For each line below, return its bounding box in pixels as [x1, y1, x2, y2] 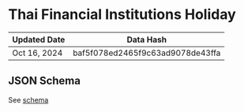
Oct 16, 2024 [12, 47, 63, 58]
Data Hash [126, 34, 167, 45]
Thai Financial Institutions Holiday [8, 6, 237, 24]
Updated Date [12, 34, 66, 45]
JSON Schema [8, 74, 81, 88]
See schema [8, 95, 49, 104]
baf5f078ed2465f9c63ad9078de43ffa [72, 47, 221, 58]
